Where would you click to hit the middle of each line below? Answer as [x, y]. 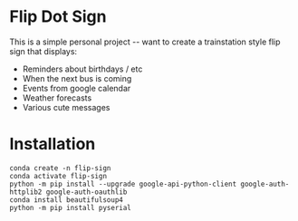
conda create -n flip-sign [60, 168]
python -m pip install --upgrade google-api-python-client [123, 184]
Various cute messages [66, 107]
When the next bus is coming [77, 78]
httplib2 [26, 192]
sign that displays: [43, 51]
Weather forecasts [57, 98]
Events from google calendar [77, 88]
